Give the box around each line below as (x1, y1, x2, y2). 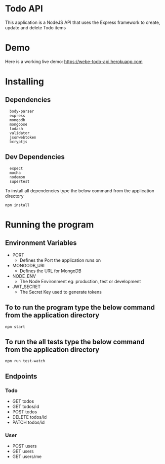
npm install (5, 202, 30, 208)
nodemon (9, 174, 26, 179)
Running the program (5, 219, 94, 230)
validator (9, 130, 30, 136)
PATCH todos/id (12, 419, 45, 425)
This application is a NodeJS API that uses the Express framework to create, (5, 19, 161, 25)
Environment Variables (5, 239, 77, 247)
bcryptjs (9, 139, 28, 144)
